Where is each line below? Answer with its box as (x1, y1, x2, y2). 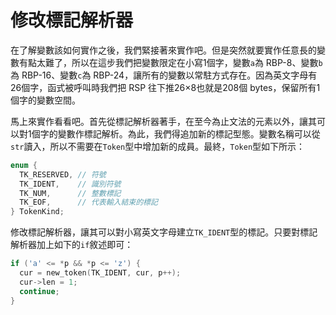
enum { (10, 160, 38, 170)
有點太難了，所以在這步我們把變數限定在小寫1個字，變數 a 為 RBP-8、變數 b (18, 56, 323, 68)
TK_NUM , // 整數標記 (19, 188, 122, 198)
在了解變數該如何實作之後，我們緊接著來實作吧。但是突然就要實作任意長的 (10, 44, 317, 56)
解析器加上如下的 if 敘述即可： (10, 239, 134, 251)
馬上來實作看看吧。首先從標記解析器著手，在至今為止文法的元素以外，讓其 (10, 115, 317, 127)
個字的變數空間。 (10, 94, 81, 106)
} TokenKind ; (10, 207, 65, 217)
